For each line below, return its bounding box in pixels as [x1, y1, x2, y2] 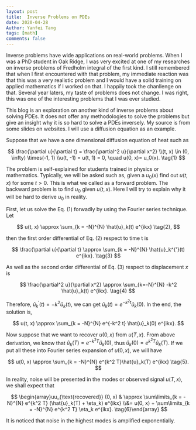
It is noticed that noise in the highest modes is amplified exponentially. [6, 417, 176, 424]
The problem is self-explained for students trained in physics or [6, 166, 159, 173]
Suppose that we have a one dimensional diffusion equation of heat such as [6, 137, 189, 143]
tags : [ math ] [6, 30, 38, 36]
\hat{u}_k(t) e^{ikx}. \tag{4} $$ [61, 287, 136, 294]
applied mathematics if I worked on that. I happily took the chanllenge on [6, 83, 181, 90]
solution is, [6, 308, 32, 315]
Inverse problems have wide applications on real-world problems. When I [6, 52, 183, 59]
